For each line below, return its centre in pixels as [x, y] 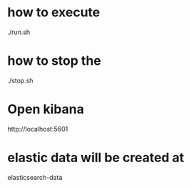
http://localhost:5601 [38, 129]
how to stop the [54, 61]
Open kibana [46, 109]
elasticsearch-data [35, 177]
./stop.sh [20, 80]
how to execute [54, 12]
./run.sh [19, 32]
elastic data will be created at [96, 158]
